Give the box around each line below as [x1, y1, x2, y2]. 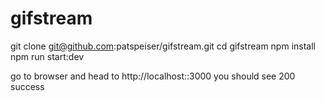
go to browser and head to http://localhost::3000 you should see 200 [10, 70, 296, 82]
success [10, 80, 45, 92]
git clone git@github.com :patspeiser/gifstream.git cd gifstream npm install [10, 40, 316, 52]
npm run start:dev [10, 50, 85, 62]
